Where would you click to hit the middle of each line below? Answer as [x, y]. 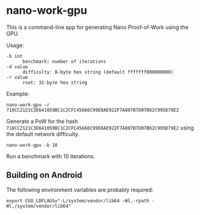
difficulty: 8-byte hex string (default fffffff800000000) [98, 72]
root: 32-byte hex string [55, 83]
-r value [17, 77]
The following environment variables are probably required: [80, 190]
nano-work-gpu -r [28, 105]
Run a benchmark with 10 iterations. [51, 156]
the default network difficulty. [43, 134]
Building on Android [44, 175]
